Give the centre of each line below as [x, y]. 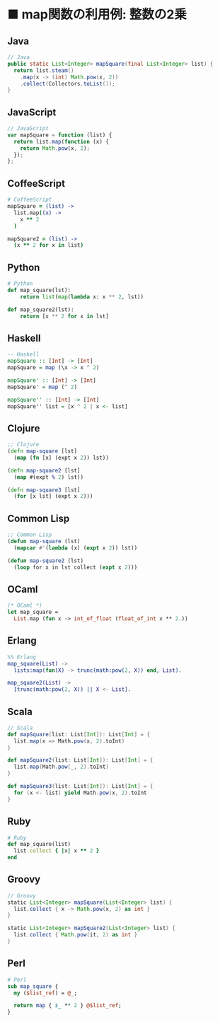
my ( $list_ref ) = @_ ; [46, 993]
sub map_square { [33, 986]
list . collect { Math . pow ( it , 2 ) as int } [76, 935]
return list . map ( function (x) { [62, 141]
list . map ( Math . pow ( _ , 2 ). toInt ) [62, 767]
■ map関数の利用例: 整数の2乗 [97, 14]
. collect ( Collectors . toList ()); [68, 83]
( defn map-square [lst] [42, 451]
